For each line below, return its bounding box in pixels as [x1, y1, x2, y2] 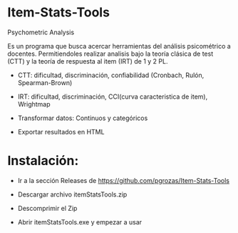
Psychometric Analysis [7, 28, 75, 36]
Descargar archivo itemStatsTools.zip [17, 190, 128, 199]
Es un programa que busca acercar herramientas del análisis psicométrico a [7, 41, 232, 50]
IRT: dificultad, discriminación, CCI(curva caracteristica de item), [17, 92, 208, 101]
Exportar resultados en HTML [17, 127, 105, 136]
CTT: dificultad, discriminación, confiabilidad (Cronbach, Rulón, [17, 71, 205, 79]
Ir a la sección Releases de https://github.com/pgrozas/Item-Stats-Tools [17, 176, 230, 184]
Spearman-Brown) [17, 78, 73, 86]
